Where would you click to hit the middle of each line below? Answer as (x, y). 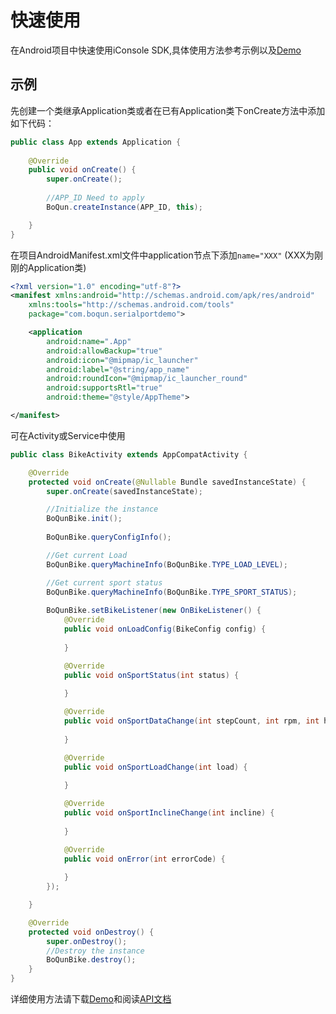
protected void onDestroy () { (91, 932)
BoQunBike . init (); (84, 519)
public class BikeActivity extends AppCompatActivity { (129, 454)
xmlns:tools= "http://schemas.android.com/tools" (131, 305)
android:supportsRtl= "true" (104, 388)
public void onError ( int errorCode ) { (144, 859)
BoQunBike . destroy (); (91, 960)
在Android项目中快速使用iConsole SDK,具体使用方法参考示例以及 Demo (156, 50)
